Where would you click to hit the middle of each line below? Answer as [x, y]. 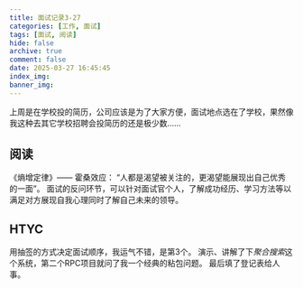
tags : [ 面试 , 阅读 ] [43, 34]
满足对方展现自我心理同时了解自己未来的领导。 [96, 200]
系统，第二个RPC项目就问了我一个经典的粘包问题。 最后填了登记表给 [145, 264]
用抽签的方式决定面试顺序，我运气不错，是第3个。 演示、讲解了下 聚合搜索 [147, 252]
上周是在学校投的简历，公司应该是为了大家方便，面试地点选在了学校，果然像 [151, 111]
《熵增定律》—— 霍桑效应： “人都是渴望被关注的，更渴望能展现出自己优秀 [148, 178]
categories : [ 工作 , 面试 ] [55, 26]
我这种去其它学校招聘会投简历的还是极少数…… [96, 123]
